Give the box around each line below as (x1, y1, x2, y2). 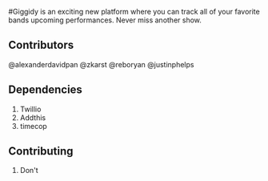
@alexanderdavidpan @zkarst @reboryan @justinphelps (8, 59, 194, 69)
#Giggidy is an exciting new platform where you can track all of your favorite (8, 7, 260, 16)
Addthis (19, 112, 46, 123)
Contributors (8, 38, 74, 52)
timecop (19, 121, 48, 131)
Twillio (19, 104, 42, 114)
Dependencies (8, 83, 82, 97)
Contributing (8, 144, 74, 159)
